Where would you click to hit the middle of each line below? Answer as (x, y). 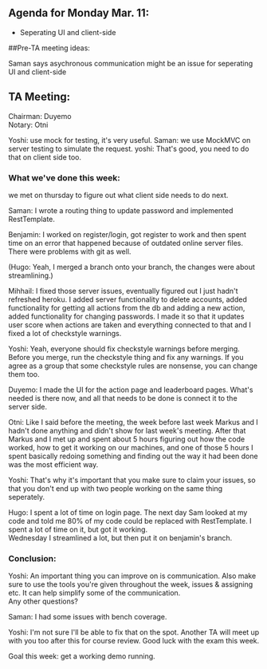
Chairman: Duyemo (40, 116)
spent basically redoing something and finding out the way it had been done (133, 456)
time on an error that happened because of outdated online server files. (126, 243)
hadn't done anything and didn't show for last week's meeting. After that (127, 430)
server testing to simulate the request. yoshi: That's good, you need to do (129, 148)
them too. (24, 374)
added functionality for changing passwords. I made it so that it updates (126, 316)
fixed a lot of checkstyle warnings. (65, 333)
